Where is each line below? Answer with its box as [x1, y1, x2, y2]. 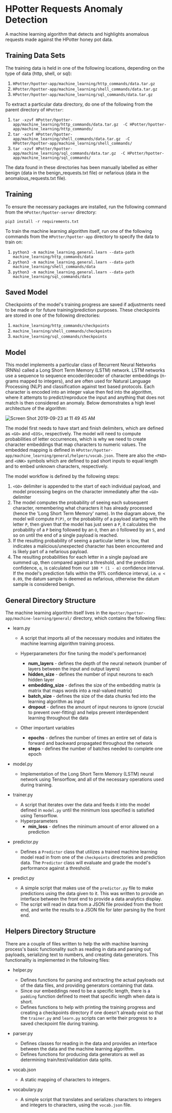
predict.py [12, 875, 35, 881]
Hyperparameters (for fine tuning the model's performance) [20, 651, 147, 656]
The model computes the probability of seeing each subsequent [12, 499, 148, 505]
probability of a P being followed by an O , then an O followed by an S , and [12, 527, 165, 533]
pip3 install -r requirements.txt [5, 219, 79, 224]
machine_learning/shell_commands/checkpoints [12, 329, 112, 334]
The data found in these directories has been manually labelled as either [5, 164, 158, 170]
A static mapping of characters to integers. [20, 1076, 111, 1082]
